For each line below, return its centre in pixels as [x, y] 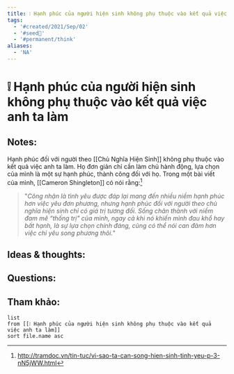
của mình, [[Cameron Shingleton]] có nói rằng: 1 [75, 181]
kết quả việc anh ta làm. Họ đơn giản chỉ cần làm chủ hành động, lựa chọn [114, 166]
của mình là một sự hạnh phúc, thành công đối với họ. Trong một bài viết [111, 174]
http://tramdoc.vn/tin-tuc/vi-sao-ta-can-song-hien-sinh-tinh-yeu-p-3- [119, 356]
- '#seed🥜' [29, 33]
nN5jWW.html [37, 363]
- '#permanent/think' [45, 40]
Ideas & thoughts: [46, 254]
